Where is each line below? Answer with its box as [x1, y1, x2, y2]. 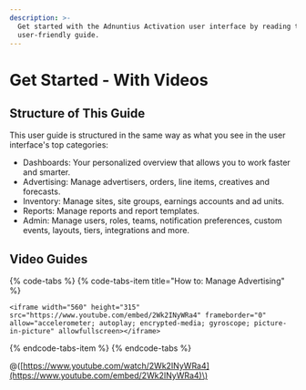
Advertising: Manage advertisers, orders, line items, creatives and [22, 177, 270, 188]
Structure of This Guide [9, 106, 146, 121]
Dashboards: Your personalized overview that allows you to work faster [22, 157, 291, 169]
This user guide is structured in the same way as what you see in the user [9, 129, 286, 141]
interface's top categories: [9, 139, 109, 150]
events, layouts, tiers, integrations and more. [22, 225, 189, 236]
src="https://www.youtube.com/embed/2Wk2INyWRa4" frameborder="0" [9, 311, 267, 320]
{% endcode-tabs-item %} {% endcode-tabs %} [9, 343, 192, 354]
